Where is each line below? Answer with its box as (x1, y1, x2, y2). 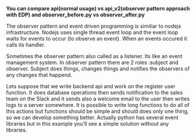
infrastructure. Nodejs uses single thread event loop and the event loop (6, 29, 178, 36)
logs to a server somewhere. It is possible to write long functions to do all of (6, 102, 190, 108)
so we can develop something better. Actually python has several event (6, 114, 179, 121)
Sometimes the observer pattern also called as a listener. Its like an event (6, 53, 183, 59)
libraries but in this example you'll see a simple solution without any (6, 120, 169, 127)
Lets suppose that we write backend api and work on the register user (6, 83, 175, 90)
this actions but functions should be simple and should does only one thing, (6, 108, 189, 115)
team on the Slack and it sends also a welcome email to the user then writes (6, 95, 190, 102)
